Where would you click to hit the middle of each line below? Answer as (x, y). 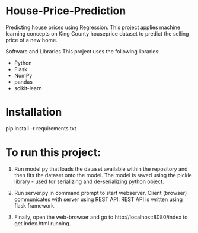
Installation (34, 112)
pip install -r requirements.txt (41, 128)
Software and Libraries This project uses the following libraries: (83, 51)
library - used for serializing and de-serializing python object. (89, 181)
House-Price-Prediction (66, 11)
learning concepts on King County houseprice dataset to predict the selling (97, 33)
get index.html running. (42, 223)
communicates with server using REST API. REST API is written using (98, 199)
